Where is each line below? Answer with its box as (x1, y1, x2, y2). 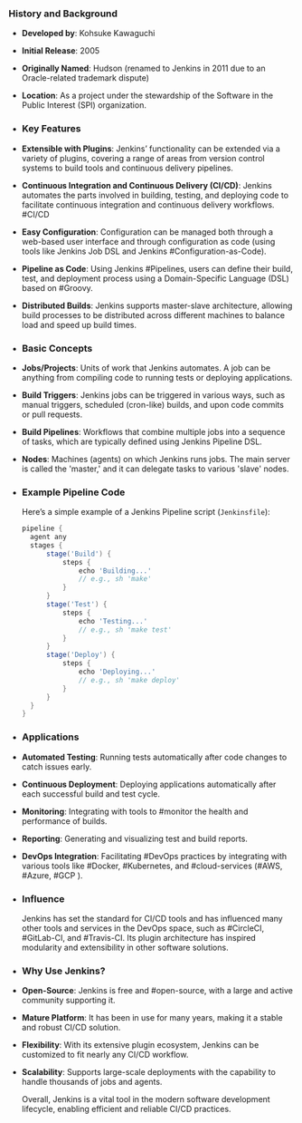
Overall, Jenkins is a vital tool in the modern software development (21, 1094, 270, 1105)
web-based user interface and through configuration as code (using (21, 236, 276, 247)
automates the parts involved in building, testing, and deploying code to (21, 189, 289, 200)
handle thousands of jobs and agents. (21, 1077, 163, 1088)
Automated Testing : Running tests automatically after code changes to (21, 751, 288, 762)
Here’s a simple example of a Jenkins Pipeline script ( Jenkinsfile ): (21, 507, 270, 518)
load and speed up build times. (21, 319, 137, 330)
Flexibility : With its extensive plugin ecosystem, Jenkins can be (21, 1040, 260, 1050)
